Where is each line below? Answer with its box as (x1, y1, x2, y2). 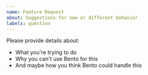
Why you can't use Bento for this (15, 55, 98, 63)
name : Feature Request (6, 9, 64, 15)
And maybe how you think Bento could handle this (15, 62, 142, 69)
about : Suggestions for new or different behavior (6, 15, 138, 21)
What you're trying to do (15, 49, 77, 56)
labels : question (6, 20, 51, 26)
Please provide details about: (6, 37, 80, 45)
